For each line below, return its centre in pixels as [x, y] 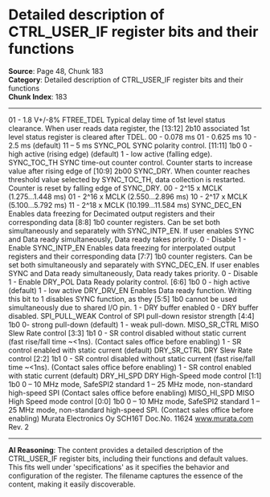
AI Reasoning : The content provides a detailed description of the [116, 450]
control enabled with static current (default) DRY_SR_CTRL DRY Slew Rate [131, 350]
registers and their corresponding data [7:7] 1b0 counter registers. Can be [131, 256]
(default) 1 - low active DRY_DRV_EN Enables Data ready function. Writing [130, 290]
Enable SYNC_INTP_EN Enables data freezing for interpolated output [122, 247]
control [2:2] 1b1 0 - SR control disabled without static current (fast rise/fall [132, 358]
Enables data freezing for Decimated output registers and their [112, 214]
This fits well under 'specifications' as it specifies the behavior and [119, 466]
